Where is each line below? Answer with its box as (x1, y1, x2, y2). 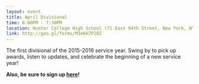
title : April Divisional (6, 14, 68, 20)
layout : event (6, 8, 41, 15)
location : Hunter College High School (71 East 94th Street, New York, (6, 25, 187, 31)
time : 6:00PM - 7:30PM (6, 20, 62, 25)
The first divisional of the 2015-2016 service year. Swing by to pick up (6, 47, 176, 54)
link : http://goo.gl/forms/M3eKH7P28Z (6, 31, 102, 37)
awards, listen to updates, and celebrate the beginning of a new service (6, 53, 181, 60)
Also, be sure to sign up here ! (6, 71, 80, 78)
